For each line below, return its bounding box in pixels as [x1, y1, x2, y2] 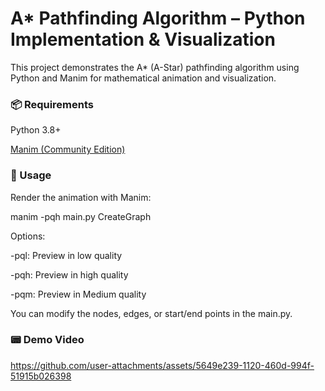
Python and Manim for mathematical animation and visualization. [10, 72, 277, 84]
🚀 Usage [10, 168, 52, 182]
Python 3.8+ [10, 124, 62, 136]
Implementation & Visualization [10, 28, 276, 51]
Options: [10, 230, 46, 242]
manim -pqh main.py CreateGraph [10, 210, 152, 222]
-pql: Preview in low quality [10, 249, 123, 261]
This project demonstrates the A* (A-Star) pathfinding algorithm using [10, 61, 300, 73]
